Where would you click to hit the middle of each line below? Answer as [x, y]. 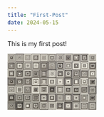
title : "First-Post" [38, 15]
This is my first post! [37, 43]
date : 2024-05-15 [33, 22]
